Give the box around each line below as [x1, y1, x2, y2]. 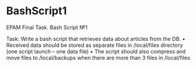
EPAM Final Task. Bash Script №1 [6, 24, 88, 31]
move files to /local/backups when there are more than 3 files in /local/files [6, 54, 191, 61]
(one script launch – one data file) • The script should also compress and [6, 47, 186, 55]
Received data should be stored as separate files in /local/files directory [6, 42, 183, 49]
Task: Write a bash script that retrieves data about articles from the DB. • [6, 35, 186, 42]
